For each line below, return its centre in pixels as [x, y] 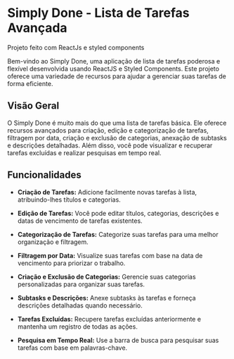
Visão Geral [33, 106]
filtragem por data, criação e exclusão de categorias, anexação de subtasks [117, 138]
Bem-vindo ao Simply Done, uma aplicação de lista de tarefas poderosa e [114, 61]
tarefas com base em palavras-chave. [72, 348]
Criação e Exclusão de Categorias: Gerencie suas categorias [106, 276]
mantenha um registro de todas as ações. [78, 327]
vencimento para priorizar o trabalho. [71, 263]
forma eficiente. [30, 83]
